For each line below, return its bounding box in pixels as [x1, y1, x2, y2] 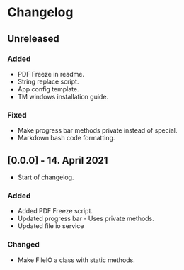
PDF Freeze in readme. [17, 69, 85, 78]
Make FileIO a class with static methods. [17, 256, 136, 264]
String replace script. [17, 77, 79, 86]
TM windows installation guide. [17, 92, 108, 101]
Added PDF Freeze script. [17, 207, 93, 215]
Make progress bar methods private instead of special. [17, 126, 178, 135]
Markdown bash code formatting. [17, 134, 115, 142]
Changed [7, 240, 40, 249]
